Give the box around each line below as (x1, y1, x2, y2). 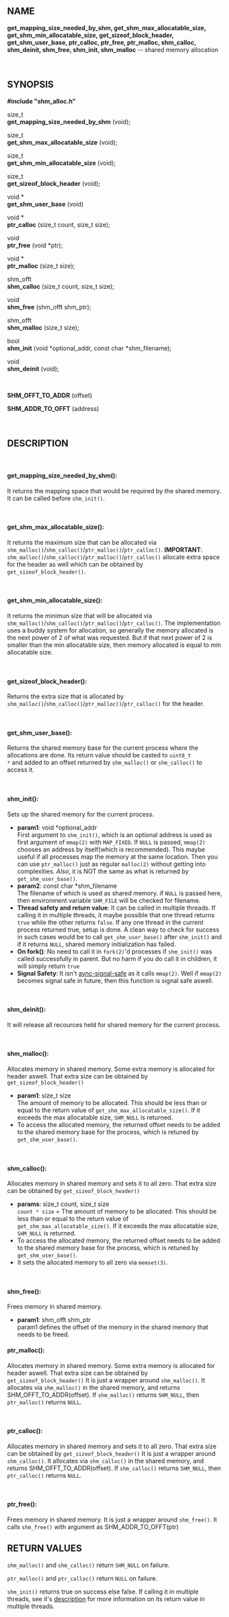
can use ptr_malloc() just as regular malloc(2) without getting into (16, 860, 206, 868)
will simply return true (16, 962, 80, 970)
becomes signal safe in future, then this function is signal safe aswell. (16, 976, 214, 984)
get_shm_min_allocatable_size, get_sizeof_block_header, (7, 31, 174, 39)
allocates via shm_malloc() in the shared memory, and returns (7, 1383, 180, 1391)
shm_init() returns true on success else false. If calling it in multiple (7, 1588, 199, 1596)
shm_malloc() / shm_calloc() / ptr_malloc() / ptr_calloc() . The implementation (7, 619, 221, 627)
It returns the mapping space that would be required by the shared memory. (7, 486, 221, 495)
